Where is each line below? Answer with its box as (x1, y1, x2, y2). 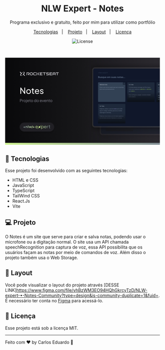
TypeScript (12, 188, 35, 193)
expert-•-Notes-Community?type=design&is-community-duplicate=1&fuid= (5, 292, 159, 298)
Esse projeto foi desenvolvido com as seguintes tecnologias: (5, 168, 128, 174)
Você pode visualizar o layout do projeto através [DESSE (5, 282, 119, 288)
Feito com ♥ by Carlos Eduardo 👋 (5, 339, 74, 345)
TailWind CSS (12, 193, 40, 199)
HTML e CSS (12, 177, 39, 183)
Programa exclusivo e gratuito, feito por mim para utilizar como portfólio (9, 19, 156, 25)
